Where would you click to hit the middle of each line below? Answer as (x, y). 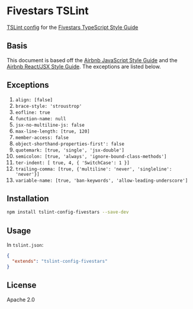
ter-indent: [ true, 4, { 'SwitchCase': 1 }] (72, 163)
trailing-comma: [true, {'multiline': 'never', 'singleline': (94, 169)
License (22, 285)
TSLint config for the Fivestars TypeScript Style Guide (73, 27)
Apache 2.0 (21, 300)
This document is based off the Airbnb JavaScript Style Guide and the (92, 60)
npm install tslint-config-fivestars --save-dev (68, 212)
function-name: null (41, 119)
